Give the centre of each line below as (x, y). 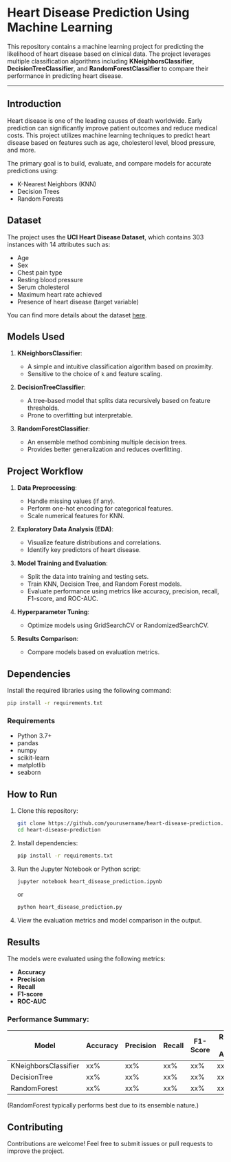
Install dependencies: (47, 843)
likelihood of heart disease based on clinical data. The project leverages (109, 54)
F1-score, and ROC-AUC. (63, 599)
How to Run (32, 794)
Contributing (35, 1127)
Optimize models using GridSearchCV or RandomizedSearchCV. (118, 625)
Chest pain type (40, 272)
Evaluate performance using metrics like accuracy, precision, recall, (123, 591)
